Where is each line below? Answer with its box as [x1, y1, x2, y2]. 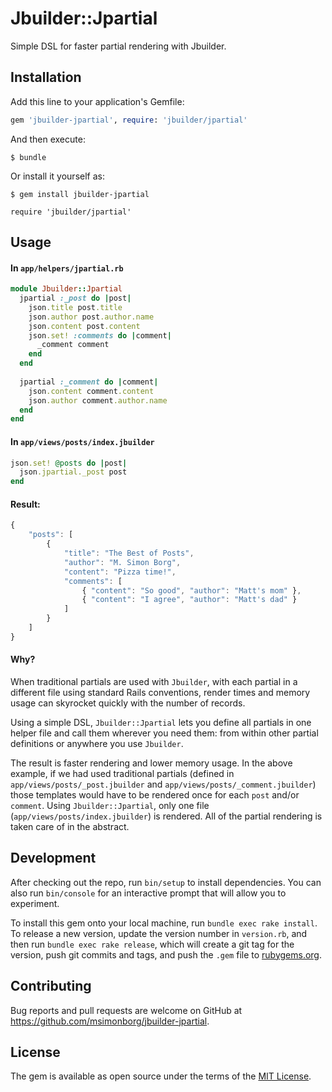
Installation [10, 69, 82, 86]
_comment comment [36, 340, 110, 350]
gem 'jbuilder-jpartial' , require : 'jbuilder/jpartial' [10, 115, 248, 125]
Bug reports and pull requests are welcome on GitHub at [10, 1004, 243, 1016]
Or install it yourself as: [10, 170, 105, 182]
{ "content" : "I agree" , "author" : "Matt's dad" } [81, 595, 298, 605]
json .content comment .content [28, 386, 155, 396]
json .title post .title [28, 302, 123, 312]
